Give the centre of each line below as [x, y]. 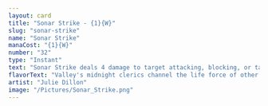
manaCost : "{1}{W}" [41, 45]
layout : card [30, 16]
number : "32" [30, 53]
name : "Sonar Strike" [44, 38]
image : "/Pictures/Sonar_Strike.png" [71, 90]
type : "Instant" [35, 61]
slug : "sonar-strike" [44, 30]
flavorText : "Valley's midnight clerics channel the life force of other [134, 75]
